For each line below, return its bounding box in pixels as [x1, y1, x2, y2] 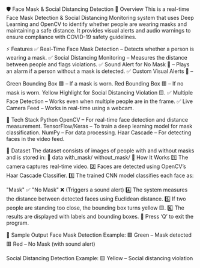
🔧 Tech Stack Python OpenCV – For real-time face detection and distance [6, 116, 188, 123]
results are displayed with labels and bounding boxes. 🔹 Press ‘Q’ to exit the [6, 213, 194, 220]
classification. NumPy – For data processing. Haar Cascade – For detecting [6, 129, 192, 136]
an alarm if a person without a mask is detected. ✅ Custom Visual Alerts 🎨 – [6, 67, 193, 75]
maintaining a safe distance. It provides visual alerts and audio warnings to [6, 27, 191, 34]
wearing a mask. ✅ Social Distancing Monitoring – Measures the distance [6, 54, 187, 61]
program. [6, 219, 29, 226]
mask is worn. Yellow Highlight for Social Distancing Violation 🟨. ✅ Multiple [6, 89, 193, 96]
